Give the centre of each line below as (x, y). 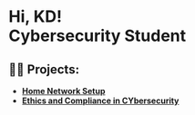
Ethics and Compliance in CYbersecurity (100, 101)
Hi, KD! (36, 17)
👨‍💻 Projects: (44, 69)
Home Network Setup (63, 91)
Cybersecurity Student (97, 36)
